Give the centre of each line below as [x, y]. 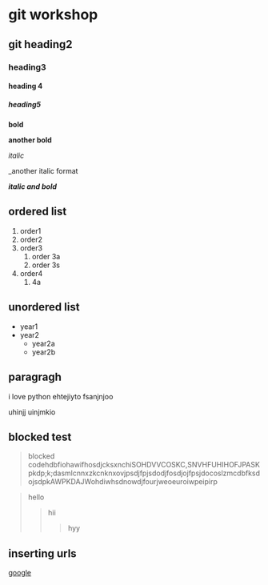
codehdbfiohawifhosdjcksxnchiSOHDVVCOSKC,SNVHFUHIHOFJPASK [144, 465]
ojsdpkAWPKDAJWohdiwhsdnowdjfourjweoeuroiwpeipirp [123, 482]
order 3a [46, 256]
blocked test [40, 437]
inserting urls [43, 553]
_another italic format [43, 171]
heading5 [25, 104]
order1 [30, 230]
